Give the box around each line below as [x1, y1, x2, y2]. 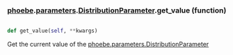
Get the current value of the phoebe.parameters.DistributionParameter [7, 40, 209, 49]
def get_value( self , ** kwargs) [7, 27, 98, 35]
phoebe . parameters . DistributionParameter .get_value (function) [7, 6, 227, 15]
